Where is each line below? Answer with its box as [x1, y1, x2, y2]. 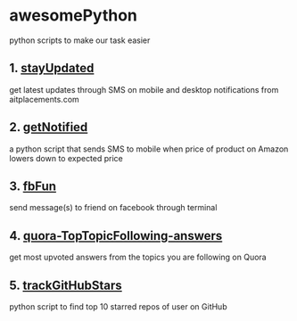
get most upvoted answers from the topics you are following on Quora [9, 251, 267, 263]
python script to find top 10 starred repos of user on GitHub [9, 301, 227, 312]
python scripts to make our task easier [9, 35, 151, 45]
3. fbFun [9, 178, 56, 193]
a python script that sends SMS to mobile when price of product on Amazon [9, 144, 289, 154]
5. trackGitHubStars [9, 277, 122, 292]
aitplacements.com [9, 94, 80, 104]
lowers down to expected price [9, 152, 123, 163]
